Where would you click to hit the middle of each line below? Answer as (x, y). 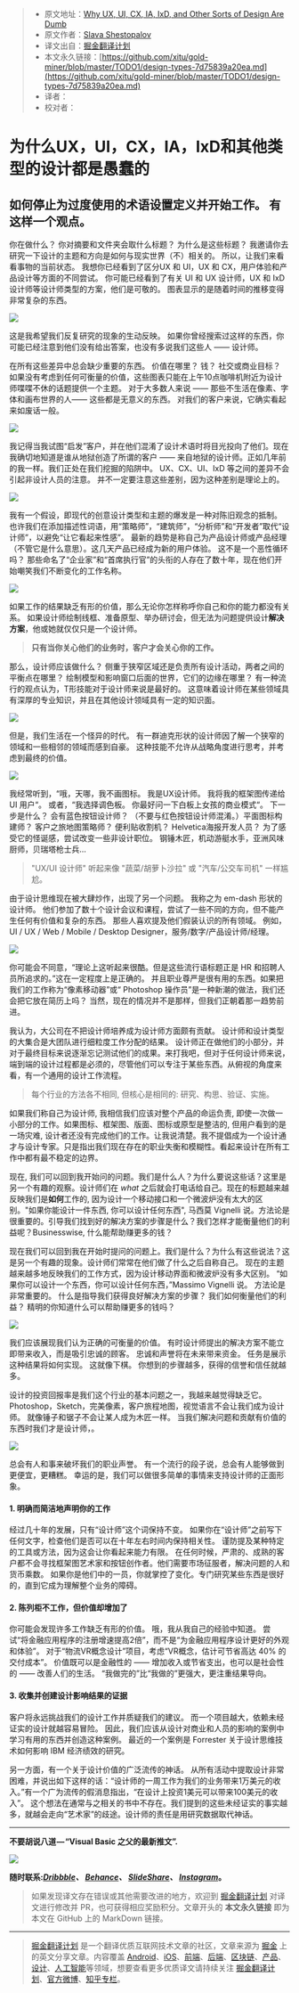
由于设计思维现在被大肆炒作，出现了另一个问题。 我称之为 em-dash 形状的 (146, 898)
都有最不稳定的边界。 (64, 1158)
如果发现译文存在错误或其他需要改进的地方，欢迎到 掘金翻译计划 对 (154, 1896)
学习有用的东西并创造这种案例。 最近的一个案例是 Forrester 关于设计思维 (142, 1739)
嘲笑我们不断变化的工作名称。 (71, 571)
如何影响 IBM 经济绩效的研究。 (73, 1751)
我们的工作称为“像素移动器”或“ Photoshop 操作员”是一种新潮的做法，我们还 (147, 989)
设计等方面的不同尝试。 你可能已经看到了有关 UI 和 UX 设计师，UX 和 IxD (151, 278)
